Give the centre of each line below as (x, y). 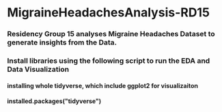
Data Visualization (38, 70)
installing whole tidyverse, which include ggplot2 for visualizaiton (102, 85)
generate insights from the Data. (62, 42)
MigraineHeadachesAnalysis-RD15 (109, 13)
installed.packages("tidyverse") (54, 101)
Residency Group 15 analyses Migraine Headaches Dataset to (111, 34)
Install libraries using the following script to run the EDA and (109, 61)
